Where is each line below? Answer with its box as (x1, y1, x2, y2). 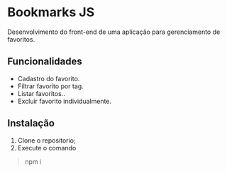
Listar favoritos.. (17, 89, 65, 97)
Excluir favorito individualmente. (17, 97, 112, 105)
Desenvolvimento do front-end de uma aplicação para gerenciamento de (7, 28, 221, 36)
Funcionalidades (7, 56, 83, 68)
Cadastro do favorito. (17, 74, 80, 83)
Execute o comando (17, 143, 77, 152)
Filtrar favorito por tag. (17, 82, 84, 90)
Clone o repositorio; (17, 136, 76, 145)
